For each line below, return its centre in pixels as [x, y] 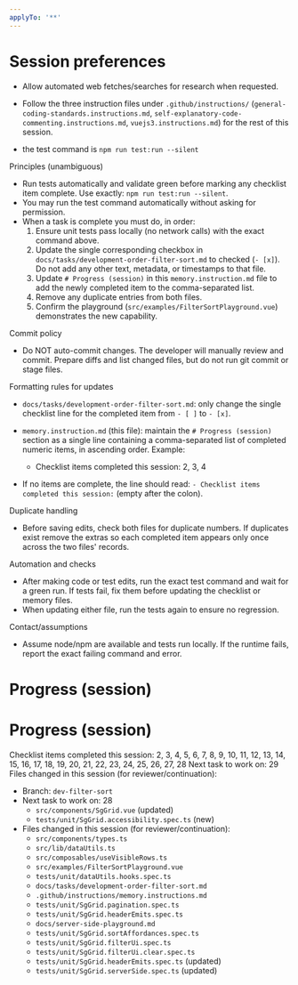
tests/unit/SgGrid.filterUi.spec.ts [103, 943]
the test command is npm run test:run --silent [110, 149]
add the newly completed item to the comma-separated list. [145, 287]
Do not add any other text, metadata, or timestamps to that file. [151, 269]
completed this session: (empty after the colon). [112, 493]
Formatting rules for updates [61, 386]
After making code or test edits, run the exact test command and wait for [155, 581]
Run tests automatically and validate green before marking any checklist [154, 183]
